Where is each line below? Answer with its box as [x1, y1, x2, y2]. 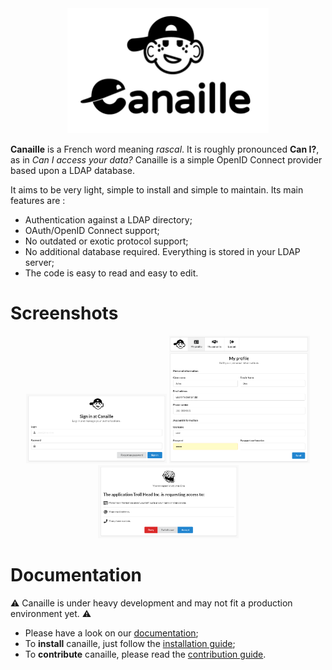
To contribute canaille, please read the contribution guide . [24, 648, 267, 660]
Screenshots [10, 302, 119, 325]
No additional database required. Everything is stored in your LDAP [24, 246, 301, 257]
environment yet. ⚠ [10, 607, 92, 619]
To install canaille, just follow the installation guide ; [24, 637, 236, 649]
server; [24, 257, 55, 268]
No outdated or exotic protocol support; [24, 235, 189, 247]
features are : [10, 195, 66, 206]
